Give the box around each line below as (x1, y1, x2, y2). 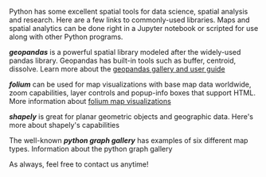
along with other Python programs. (9, 32, 123, 41)
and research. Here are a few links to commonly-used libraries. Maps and (9, 15, 250, 25)
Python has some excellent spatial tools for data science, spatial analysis (9, 7, 248, 16)
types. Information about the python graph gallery (9, 144, 173, 153)
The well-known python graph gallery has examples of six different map (9, 136, 248, 145)
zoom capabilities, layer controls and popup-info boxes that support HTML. (9, 88, 256, 98)
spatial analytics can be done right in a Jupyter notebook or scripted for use (9, 24, 259, 33)
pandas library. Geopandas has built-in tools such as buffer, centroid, (9, 56, 237, 65)
